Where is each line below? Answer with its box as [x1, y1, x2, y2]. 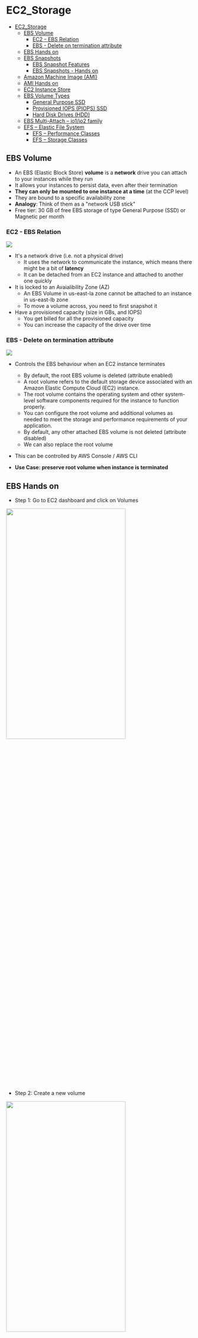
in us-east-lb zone [23, 296, 69, 303]
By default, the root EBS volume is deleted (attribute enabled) [23, 372, 173, 379]
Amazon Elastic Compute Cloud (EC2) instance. [23, 385, 140, 392]
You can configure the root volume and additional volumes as [23, 410, 173, 417]
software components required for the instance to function [36, 397, 179, 404]
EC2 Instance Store [23, 86, 71, 93]
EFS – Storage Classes [32, 136, 87, 143]
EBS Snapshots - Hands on [32, 67, 99, 74]
